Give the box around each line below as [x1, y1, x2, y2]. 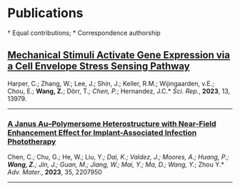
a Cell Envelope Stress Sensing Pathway [7, 60, 191, 73]
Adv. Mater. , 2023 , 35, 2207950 [7, 168, 102, 176]
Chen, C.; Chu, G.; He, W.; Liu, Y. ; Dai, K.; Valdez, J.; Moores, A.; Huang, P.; [7, 153, 229, 162]
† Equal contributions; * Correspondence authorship [7, 28, 161, 37]
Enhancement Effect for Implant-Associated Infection [7, 127, 197, 137]
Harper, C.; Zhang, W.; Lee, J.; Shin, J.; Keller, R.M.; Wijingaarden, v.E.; [7, 79, 214, 88]
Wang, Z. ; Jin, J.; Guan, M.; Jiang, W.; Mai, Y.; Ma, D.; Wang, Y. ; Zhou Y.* [7, 160, 225, 169]
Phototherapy [7, 137, 56, 147]
